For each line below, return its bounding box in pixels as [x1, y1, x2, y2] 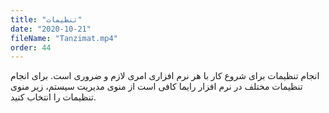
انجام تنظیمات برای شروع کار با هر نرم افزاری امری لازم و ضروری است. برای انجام [10, 70, 320, 82]
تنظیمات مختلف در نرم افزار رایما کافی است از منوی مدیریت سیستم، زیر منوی [10, 81, 303, 93]
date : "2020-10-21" [10, 24, 92, 34]
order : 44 [10, 42, 52, 53]
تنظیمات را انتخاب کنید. [10, 91, 97, 103]
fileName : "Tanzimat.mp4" [10, 33, 118, 43]
